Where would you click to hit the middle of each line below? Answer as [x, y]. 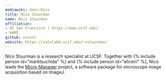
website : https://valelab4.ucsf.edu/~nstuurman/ [56, 42]
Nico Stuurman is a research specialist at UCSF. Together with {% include [81, 56]
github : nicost [21, 38]
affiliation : [19, 24]
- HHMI [12, 33]
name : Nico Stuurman [27, 19]
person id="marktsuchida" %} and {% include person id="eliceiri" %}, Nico [82, 61]
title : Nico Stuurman [28, 14]
